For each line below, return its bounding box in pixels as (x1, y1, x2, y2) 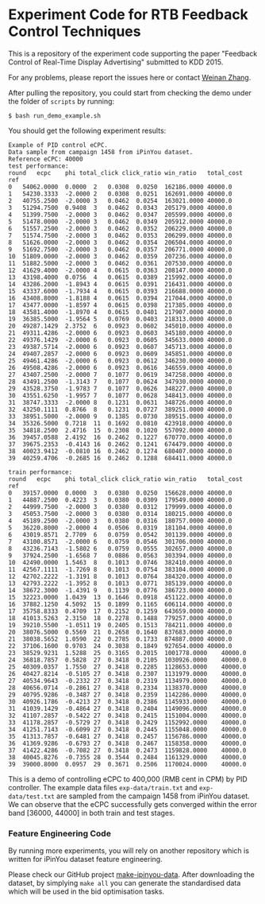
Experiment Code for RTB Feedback (8, 6, 248, 24)
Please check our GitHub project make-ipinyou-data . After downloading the (8, 870, 255, 879)
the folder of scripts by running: (8, 96, 115, 106)
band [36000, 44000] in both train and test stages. (8, 808, 175, 817)
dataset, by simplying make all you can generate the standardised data (8, 879, 241, 888)
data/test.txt (8, 793, 56, 801)
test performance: (8, 161, 69, 170)
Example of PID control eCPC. (8, 141, 109, 149)
